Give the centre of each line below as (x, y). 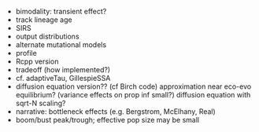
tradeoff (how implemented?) (63, 70)
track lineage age (44, 20)
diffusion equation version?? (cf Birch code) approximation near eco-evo (133, 86)
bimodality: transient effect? (61, 11)
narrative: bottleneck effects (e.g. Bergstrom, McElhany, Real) (116, 112)
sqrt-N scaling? (41, 103)
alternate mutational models (61, 45)
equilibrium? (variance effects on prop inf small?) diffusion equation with (133, 95)
